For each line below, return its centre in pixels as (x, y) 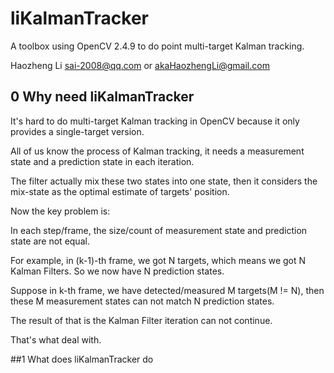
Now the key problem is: (60, 211)
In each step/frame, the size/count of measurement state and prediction (159, 230)
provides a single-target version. (77, 131)
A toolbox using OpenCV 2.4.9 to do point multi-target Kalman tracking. (157, 46)
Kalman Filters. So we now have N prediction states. (117, 271)
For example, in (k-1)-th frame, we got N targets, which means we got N (158, 260)
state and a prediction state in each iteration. (102, 161)
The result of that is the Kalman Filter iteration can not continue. (141, 320)
